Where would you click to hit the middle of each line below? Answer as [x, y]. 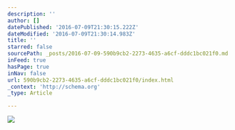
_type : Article [30, 93]
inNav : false [27, 73]
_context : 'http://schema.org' [54, 87]
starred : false [30, 47]
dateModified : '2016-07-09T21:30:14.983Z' [71, 34]
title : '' [22, 40]
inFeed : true [27, 60]
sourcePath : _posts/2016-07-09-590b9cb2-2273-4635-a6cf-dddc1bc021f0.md [118, 54]
